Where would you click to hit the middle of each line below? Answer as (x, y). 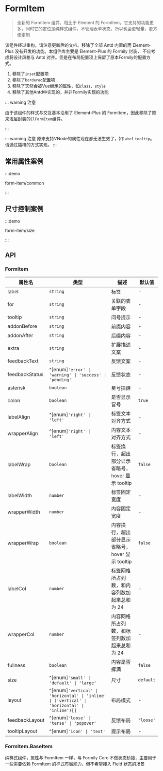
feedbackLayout (26, 720)
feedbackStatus (25, 375)
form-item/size (20, 230)
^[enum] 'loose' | (70, 718)
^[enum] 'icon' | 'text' (77, 731)
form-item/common (25, 183)
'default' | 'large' (73, 683)
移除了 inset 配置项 (30, 74)
